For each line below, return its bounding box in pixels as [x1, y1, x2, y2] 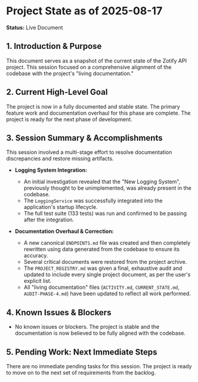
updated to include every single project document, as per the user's [23, 271, 191, 278]
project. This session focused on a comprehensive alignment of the [6, 63, 172, 70]
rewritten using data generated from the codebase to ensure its [23, 246, 180, 253]
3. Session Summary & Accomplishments [6, 133, 163, 143]
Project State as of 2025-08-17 [6, 4, 163, 18]
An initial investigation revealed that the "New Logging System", [23, 178, 181, 186]
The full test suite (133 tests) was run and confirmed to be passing [23, 210, 187, 217]
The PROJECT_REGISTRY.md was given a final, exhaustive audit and [23, 264, 182, 272]
